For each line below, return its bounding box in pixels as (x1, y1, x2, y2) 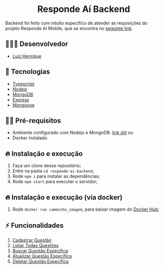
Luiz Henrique (12, 53, 41, 59)
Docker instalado (12, 135, 47, 141)
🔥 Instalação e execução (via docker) (5, 193, 123, 202)
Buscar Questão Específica (12, 248, 68, 254)
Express (12, 96, 29, 103)
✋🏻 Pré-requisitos (5, 116, 61, 125)
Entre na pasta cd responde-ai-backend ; (12, 168, 94, 174)
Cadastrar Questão (12, 237, 52, 243)
